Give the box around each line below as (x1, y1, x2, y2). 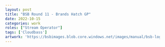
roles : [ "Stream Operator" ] (5, 25, 63, 30)
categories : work (5, 21, 41, 26)
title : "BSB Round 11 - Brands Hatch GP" (5, 12, 91, 17)
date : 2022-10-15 (5, 16, 41, 21)
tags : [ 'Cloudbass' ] (5, 30, 48, 35)
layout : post (5, 7, 32, 12)
